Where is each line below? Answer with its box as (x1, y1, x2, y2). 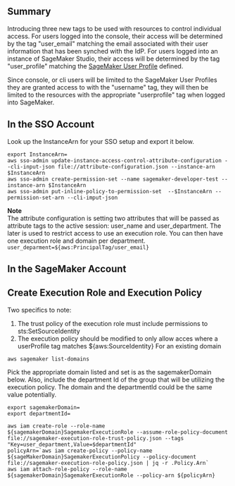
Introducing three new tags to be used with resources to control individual (7, 24, 222, 32)
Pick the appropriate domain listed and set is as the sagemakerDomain (7, 367, 212, 376)
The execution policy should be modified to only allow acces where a (17, 334, 218, 343)
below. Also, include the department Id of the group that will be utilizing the (7, 375, 225, 384)
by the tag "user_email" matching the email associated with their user (7, 39, 209, 48)
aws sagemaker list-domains (7, 356, 90, 363)
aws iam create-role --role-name (7, 423, 106, 430)
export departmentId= (7, 410, 71, 417)
